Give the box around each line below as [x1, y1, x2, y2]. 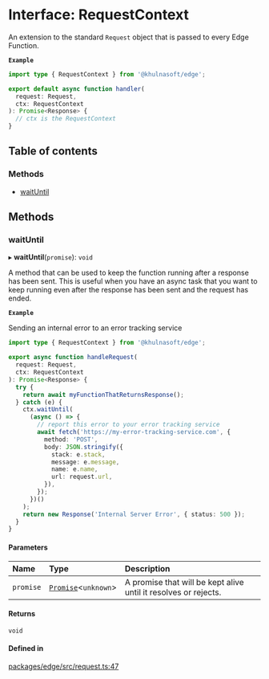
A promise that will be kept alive [124, 576, 244, 587]
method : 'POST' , [43, 436, 98, 444]
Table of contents [8, 145, 98, 158]
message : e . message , [50, 458, 120, 466]
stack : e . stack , [50, 450, 106, 459]
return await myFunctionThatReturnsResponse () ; [22, 391, 184, 399]
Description [124, 562, 171, 574]
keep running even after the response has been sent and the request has [8, 285, 249, 295]
